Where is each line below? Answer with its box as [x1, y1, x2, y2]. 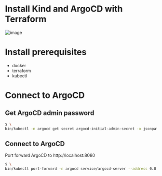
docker [12, 62, 27, 68]
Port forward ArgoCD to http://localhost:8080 [5, 152, 95, 158]
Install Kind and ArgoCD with [5, 3, 123, 15]
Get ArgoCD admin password [5, 109, 94, 117]
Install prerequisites [5, 47, 87, 58]
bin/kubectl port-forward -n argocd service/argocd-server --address [5, 166, 148, 171]
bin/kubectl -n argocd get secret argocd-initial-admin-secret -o [5, 126, 141, 131]
